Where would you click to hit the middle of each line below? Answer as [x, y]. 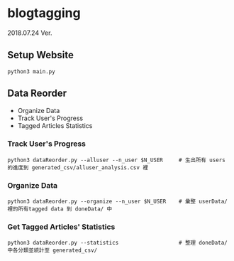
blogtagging [44, 13]
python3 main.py [31, 71]
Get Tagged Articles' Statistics [61, 227]
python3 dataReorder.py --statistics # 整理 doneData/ [118, 243]
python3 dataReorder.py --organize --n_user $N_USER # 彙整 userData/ [118, 202]
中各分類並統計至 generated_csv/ [52, 250]
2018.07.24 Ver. [30, 33]
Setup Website [41, 55]
